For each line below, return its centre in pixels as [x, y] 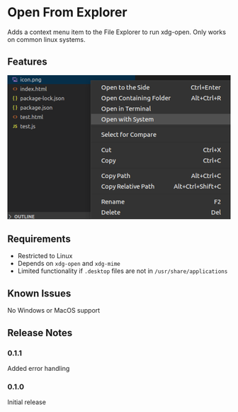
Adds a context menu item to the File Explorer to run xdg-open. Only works [117, 32]
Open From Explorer [67, 12]
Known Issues [39, 293]
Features [27, 62]
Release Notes [40, 333]
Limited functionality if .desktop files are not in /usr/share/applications [123, 271]
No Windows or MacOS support [54, 311]
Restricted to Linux [45, 256]
